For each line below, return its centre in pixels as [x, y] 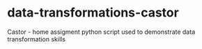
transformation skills [37, 39]
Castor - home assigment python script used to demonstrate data [101, 32]
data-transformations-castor [93, 13]
